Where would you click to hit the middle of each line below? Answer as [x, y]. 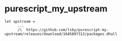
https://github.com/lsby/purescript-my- [67, 30]
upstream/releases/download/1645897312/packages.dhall [61, 34]
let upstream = [20, 21]
